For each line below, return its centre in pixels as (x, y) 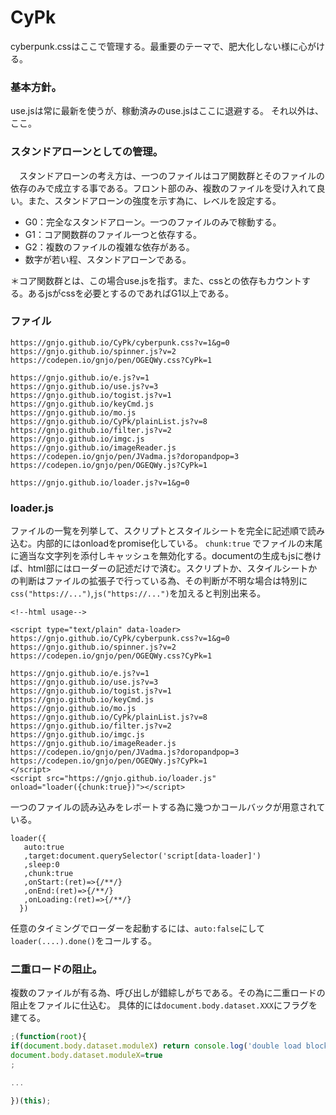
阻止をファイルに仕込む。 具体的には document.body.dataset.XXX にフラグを (164, 1005)
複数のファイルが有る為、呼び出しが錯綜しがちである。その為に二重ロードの (168, 993)
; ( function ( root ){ (48, 1037)
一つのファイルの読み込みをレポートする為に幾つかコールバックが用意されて (168, 807)
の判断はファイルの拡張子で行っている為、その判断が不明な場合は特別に (159, 581)
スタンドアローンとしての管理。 (87, 152)
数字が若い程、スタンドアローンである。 (108, 259)
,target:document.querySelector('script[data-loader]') (142, 856)
